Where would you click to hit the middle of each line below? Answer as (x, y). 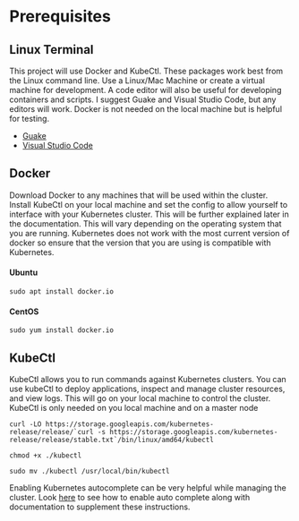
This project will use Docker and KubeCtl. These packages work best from (146, 71)
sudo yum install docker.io (62, 330)
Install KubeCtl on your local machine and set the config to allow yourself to (149, 204)
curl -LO (26, 424)
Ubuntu (24, 273)
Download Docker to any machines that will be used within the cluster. (139, 195)
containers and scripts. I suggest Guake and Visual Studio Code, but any (143, 99)
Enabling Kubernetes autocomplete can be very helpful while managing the (148, 488)
